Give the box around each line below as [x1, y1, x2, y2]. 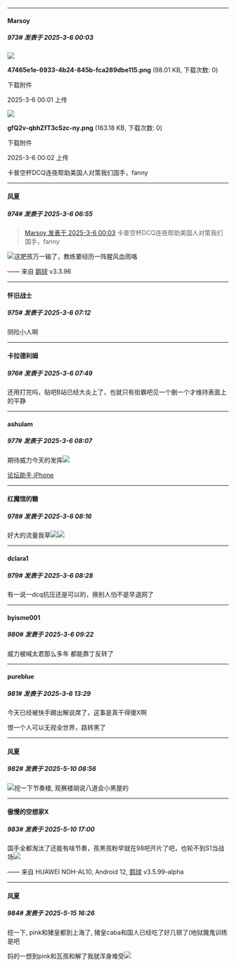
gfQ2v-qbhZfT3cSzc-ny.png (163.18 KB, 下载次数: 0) [7, 124, 163, 132]
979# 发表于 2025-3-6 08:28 [7, 571, 93, 579]
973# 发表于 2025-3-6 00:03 [7, 33, 93, 42]
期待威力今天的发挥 [7, 456, 63, 464]
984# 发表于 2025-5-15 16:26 [7, 909, 95, 917]
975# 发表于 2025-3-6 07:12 [7, 308, 91, 317]
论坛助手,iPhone [7, 471, 54, 479]
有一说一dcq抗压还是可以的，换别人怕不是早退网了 [7, 590, 155, 598]
